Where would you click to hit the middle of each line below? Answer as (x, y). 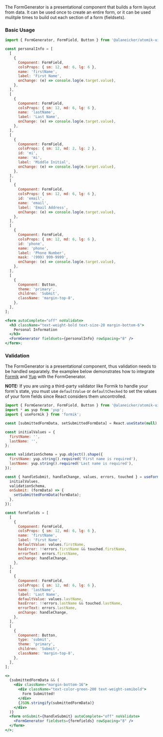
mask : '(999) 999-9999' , (43, 257)
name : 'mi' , (30, 158)
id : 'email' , (31, 199)
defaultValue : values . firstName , (52, 545)
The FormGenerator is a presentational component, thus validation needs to (81, 366)
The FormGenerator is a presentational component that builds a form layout (81, 7)
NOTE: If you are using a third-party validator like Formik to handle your (77, 386)
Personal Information (35, 330)
